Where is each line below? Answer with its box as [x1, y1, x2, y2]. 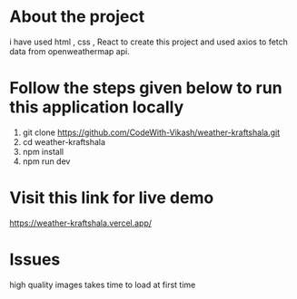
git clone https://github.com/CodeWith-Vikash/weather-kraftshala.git [22, 127, 280, 138]
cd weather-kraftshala [22, 136, 106, 147]
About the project [9, 6, 145, 27]
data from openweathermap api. [9, 45, 130, 56]
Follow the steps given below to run [9, 78, 283, 99]
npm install [22, 146, 64, 157]
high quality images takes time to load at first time [9, 279, 196, 290]
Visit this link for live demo [9, 188, 214, 208]
